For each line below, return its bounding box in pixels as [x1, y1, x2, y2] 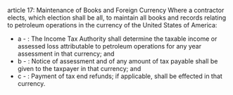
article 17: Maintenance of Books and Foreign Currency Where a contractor [7, 6, 225, 14]
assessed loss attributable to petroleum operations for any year [17, 42, 202, 50]
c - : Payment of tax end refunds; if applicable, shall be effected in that [17, 72, 223, 80]
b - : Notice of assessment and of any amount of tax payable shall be [17, 57, 218, 65]
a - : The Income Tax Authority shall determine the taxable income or [17, 34, 218, 43]
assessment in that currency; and [17, 49, 115, 58]
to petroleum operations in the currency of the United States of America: [7, 21, 218, 29]
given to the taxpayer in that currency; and [17, 65, 141, 72]
